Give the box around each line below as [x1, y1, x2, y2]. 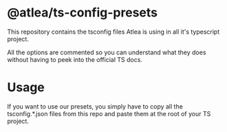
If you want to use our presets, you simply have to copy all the [7, 102, 184, 111]
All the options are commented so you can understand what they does [7, 48, 206, 56]
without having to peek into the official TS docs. [7, 55, 143, 63]
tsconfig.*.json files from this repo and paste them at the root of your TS [7, 109, 211, 118]
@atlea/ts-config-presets [7, 5, 158, 21]
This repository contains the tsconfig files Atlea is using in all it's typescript [7, 27, 220, 36]
